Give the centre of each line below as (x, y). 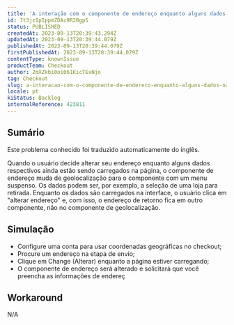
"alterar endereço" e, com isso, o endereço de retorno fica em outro (105, 200)
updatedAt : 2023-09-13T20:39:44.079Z (62, 40)
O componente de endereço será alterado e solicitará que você (108, 269)
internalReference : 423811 (46, 105)
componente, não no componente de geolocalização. (84, 207)
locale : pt (23, 91)
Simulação (31, 230)
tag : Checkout (28, 78)
